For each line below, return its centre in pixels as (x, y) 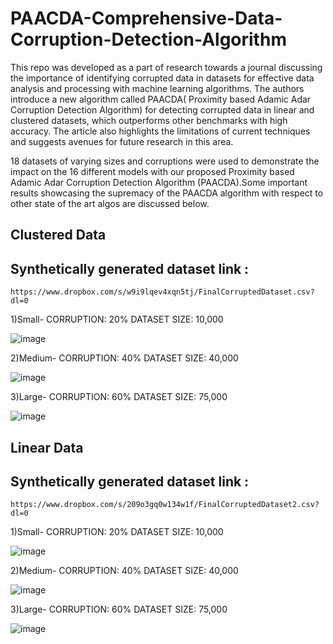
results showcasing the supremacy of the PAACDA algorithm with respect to (167, 193)
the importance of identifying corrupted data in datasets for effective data (162, 78)
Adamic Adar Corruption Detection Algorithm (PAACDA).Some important (159, 182)
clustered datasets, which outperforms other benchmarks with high (149, 120)
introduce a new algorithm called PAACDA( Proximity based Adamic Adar (161, 99)
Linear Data (47, 447)
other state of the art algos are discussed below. (110, 203)
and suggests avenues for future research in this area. (122, 141)
